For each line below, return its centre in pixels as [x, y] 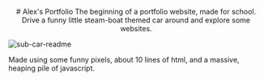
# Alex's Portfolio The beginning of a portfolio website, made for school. [136, 12]
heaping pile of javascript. [52, 68]
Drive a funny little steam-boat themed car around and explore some [136, 20]
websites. [136, 28]
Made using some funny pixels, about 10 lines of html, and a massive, [124, 60]
